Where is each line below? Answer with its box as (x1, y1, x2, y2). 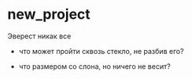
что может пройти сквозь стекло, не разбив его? (18, 46, 184, 56)
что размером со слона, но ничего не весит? (18, 61, 171, 71)
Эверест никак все (7, 31, 72, 41)
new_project (7, 5, 91, 23)
